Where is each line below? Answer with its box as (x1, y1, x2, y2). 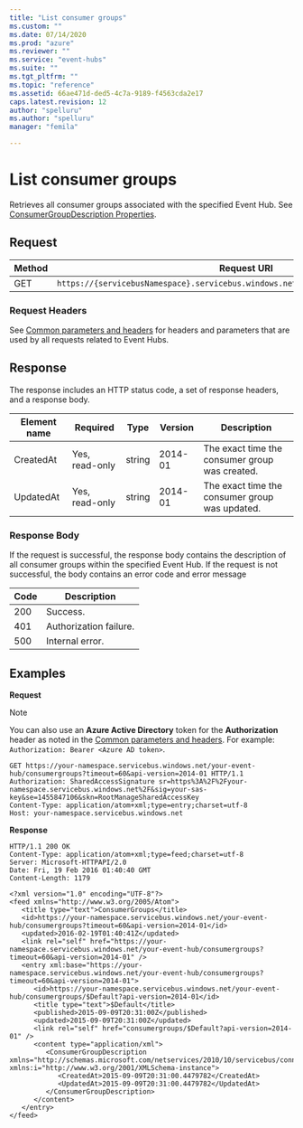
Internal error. (46, 634, 105, 647)
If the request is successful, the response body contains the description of (9, 550, 287, 560)
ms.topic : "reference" (9, 80, 95, 89)
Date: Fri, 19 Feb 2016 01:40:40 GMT (9, 865, 151, 875)
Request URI (219, 261, 273, 274)
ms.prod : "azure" (9, 38, 75, 48)
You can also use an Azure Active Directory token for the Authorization (9, 724, 279, 735)
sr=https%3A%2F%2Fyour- (158, 776, 248, 786)
